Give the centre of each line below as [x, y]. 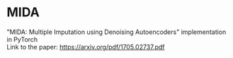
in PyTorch [22, 39]
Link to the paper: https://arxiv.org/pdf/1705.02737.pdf [86, 47]
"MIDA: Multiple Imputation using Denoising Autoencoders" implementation [116, 32]
